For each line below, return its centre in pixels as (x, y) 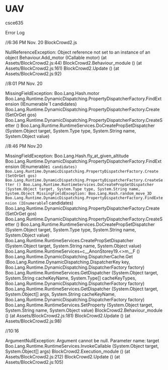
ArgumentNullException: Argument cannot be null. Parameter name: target (82, 340)
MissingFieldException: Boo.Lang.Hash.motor (52, 93)
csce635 (14, 23)
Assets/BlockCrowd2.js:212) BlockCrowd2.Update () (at (63, 356)
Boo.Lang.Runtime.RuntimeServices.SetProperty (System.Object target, (79, 305)
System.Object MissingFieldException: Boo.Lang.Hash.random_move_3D (78, 193)
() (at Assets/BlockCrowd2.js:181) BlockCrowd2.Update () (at (68, 315)
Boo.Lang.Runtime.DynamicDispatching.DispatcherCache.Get (69, 256)
